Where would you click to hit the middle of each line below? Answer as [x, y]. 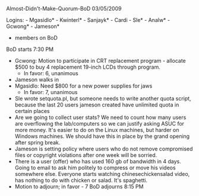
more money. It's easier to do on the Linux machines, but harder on [97, 130]
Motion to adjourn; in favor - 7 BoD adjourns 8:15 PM [79, 187]
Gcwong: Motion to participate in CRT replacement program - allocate [100, 61]
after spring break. [37, 142]
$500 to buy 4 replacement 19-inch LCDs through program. [87, 67]
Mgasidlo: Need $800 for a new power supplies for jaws [83, 86]
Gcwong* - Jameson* [33, 26]
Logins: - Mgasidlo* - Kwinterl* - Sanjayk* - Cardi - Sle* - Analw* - [88, 20]
